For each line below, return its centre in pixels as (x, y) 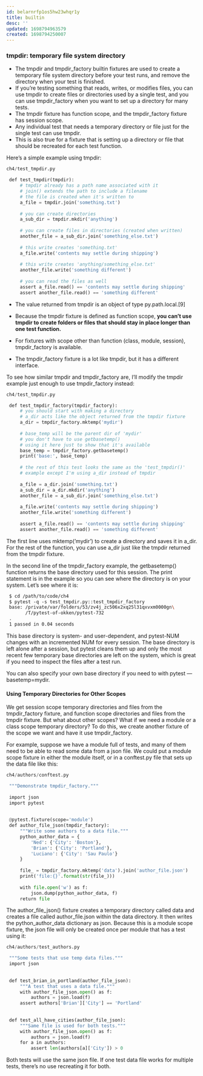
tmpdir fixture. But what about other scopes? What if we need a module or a (101, 720)
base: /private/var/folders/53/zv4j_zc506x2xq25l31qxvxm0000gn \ (92, 607)
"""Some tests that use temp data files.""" (66, 958)
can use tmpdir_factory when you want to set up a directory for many (101, 101)
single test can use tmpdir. (48, 133)
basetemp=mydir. (28, 680)
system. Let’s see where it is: (42, 585)
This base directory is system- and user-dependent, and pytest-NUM (93, 636)
